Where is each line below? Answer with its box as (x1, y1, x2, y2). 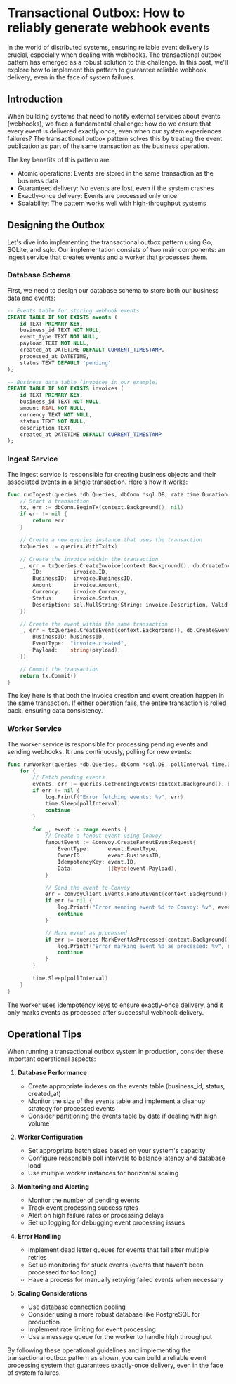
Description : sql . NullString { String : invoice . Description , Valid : (32, 601, 231, 608)
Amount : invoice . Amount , (32, 581, 121, 589)
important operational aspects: (7, 1055, 96, 1063)
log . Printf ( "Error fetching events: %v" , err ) (44, 793, 184, 801)
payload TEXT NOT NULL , (20, 340, 90, 347)
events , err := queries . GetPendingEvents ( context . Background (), (32, 781, 225, 788)
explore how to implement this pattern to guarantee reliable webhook (7, 65, 207, 74)
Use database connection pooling (27, 1303, 126, 1311)
